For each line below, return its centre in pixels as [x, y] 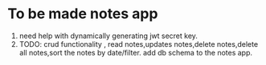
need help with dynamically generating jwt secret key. [108, 36]
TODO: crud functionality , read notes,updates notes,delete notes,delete [139, 44]
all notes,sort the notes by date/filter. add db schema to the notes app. [136, 52]
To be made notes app [83, 14]
